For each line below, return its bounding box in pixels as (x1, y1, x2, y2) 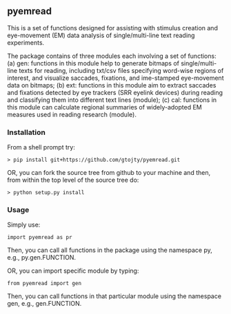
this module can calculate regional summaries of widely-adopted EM (7, 103, 202, 111)
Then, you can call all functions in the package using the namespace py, (7, 246, 212, 254)
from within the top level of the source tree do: (7, 176, 139, 185)
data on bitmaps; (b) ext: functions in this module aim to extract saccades (7, 81, 217, 89)
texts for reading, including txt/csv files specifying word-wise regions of (19, 66, 224, 74)
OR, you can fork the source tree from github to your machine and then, (7, 169, 211, 177)
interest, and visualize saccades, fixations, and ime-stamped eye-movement (7, 74, 224, 82)
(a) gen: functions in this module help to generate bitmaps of (7, 59, 179, 67)
